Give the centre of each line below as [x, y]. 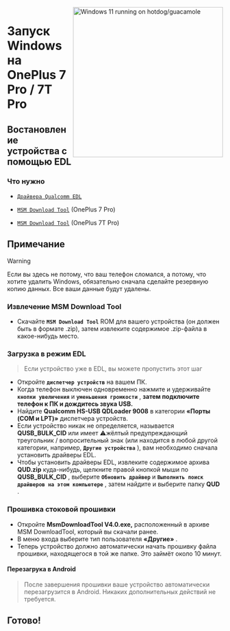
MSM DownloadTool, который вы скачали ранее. [88, 531]
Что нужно [26, 181]
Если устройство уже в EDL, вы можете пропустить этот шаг [113, 369]
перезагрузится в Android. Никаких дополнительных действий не [120, 592]
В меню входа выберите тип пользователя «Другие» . [97, 539]
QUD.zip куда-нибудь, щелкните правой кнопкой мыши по [103, 470]
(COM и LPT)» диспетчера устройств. [73, 419]
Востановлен [37, 129]
